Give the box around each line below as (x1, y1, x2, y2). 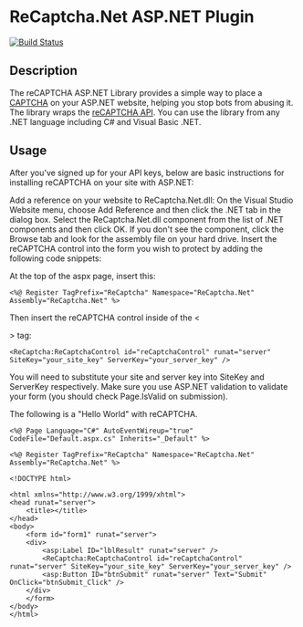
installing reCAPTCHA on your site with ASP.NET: (9, 176, 194, 188)
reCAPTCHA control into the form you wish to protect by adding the (9, 243, 263, 254)
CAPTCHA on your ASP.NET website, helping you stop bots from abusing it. (9, 97, 294, 108)
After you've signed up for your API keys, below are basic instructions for (9, 167, 285, 178)
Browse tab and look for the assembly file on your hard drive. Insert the (9, 233, 277, 244)
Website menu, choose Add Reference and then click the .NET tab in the (9, 204, 281, 215)
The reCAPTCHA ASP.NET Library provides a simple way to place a (9, 87, 263, 98)
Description (9, 63, 78, 78)
